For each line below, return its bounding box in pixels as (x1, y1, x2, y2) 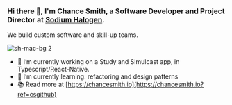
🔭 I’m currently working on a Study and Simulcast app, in (17, 58, 180, 66)
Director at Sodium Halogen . (7, 15, 106, 24)
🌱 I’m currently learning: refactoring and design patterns (17, 72, 179, 81)
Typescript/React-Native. (17, 65, 90, 74)
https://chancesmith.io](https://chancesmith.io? (67, 80, 204, 89)
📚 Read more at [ (17, 80, 68, 89)
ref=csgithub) (17, 90, 57, 99)
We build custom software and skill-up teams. (7, 31, 139, 39)
